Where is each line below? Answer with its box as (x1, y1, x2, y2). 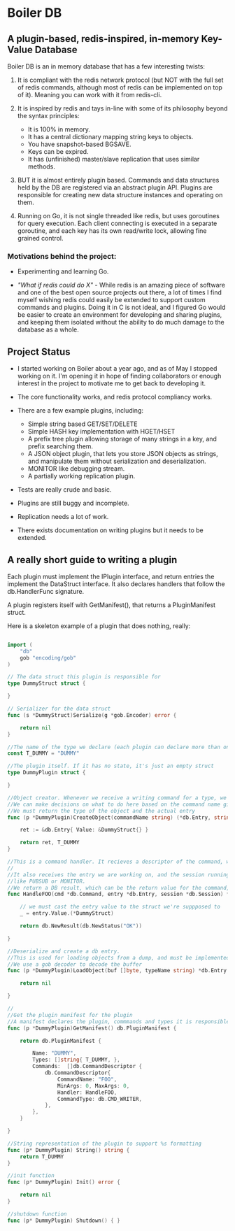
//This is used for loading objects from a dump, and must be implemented (7, 954, 230, 961)
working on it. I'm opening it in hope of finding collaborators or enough (17, 372, 222, 380)
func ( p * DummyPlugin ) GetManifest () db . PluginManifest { (7, 1025, 177, 1032)
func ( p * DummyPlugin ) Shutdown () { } (7, 1217, 120, 1224)
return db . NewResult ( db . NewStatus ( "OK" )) (20, 923, 142, 930)
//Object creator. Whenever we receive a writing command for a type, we (7, 794, 227, 802)
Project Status (7, 346, 71, 357)
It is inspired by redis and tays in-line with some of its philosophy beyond (17, 104, 228, 113)
